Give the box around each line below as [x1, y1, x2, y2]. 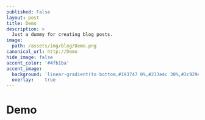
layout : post [6, 15, 40, 21]
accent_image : [6, 65, 43, 72]
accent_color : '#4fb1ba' [6, 60, 70, 66]
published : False [6, 9, 51, 15]
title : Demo [6, 20, 37, 26]
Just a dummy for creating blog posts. [12, 32, 113, 38]
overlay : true [12, 77, 56, 83]
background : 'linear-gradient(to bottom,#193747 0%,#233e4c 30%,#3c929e [12, 71, 201, 77]
